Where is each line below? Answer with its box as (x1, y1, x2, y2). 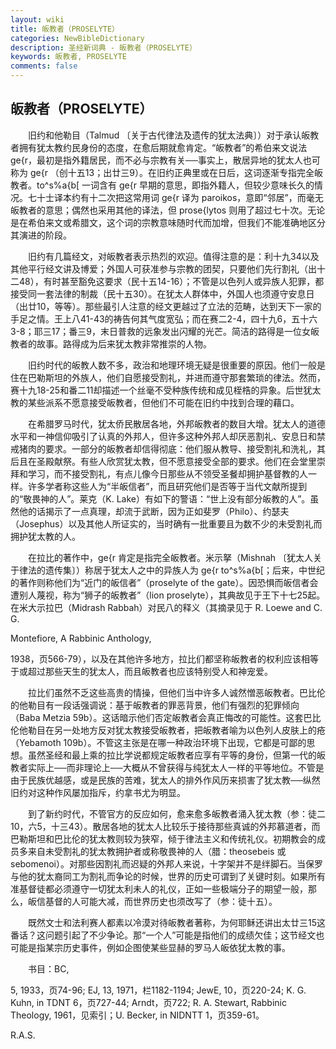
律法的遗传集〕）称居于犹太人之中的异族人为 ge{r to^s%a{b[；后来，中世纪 (18, 564, 325, 576)
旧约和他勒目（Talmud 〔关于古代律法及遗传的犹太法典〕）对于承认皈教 (27, 129, 320, 141)
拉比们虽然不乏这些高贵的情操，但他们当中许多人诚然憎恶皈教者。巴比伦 (27, 686, 326, 698)
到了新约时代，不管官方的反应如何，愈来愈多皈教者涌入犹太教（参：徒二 (27, 807, 326, 820)
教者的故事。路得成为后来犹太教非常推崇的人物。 (10, 337, 212, 350)
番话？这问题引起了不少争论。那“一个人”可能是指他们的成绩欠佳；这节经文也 (10, 929, 325, 941)
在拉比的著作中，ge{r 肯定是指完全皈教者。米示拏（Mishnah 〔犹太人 (27, 551, 313, 563)
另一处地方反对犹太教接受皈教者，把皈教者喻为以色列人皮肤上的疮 (53, 724, 326, 736)
